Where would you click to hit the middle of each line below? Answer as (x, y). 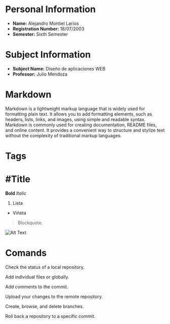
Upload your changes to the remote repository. (54, 296)
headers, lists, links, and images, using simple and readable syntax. (75, 119)
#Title (18, 179)
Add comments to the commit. (37, 286)
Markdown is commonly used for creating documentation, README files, (81, 125)
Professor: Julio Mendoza (40, 74)
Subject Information (48, 55)
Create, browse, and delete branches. (45, 306)
